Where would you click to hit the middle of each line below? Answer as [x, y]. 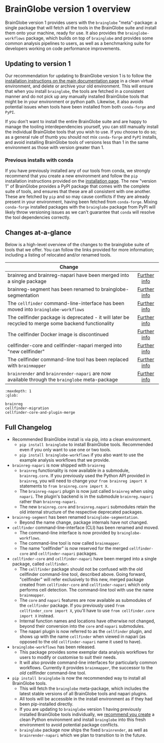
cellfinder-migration [27, 408]
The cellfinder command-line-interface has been [66, 303]
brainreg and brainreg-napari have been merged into [68, 275]
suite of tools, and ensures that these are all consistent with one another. [78, 191]
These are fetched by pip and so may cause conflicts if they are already [77, 197]
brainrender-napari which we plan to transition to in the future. [83, 735]
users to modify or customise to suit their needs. [68, 657]
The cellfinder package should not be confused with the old [81, 569]
